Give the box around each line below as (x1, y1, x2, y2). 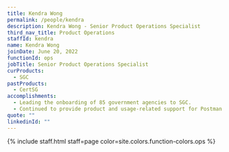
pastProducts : (7, 80, 48, 87)
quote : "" (7, 112, 36, 118)
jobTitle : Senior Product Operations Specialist (7, 61, 149, 68)
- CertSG (13, 86, 38, 93)
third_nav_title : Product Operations (7, 29, 115, 36)
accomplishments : (7, 93, 57, 100)
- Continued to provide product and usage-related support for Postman (13, 105, 223, 112)
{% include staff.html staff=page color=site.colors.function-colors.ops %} (7, 137, 216, 145)
